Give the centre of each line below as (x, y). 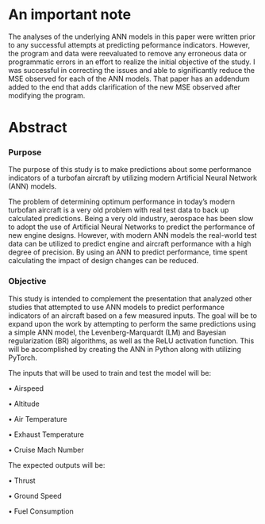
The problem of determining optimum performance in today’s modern (122, 202)
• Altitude (24, 404)
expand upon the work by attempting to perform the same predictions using (132, 323)
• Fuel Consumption (41, 511)
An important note (70, 15)
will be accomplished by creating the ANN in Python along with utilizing (125, 349)
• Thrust (22, 480)
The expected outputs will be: (57, 465)
